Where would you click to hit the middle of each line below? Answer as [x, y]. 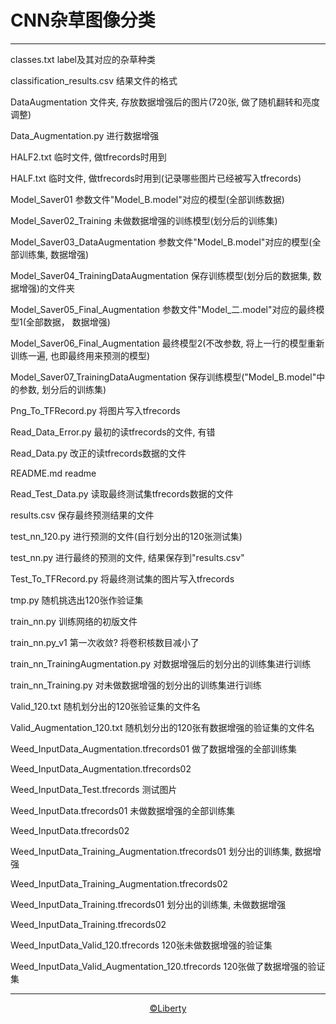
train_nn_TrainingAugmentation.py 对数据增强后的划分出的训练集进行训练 [161, 663]
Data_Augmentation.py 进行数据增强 [85, 135]
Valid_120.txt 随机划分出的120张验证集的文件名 [105, 706]
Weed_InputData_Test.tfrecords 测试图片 [94, 789]
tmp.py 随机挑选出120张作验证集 [77, 600]
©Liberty [168, 1008]
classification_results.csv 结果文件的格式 [94, 80]
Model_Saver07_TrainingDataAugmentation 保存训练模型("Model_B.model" [163, 377]
